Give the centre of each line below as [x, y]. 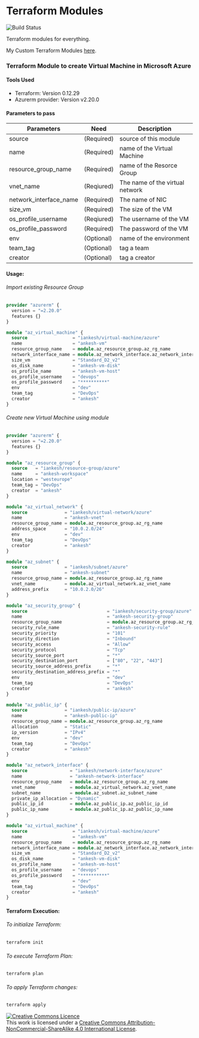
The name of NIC [143, 200]
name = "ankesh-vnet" [58, 518]
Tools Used [20, 80]
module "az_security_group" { [44, 605]
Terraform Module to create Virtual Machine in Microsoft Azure [99, 65]
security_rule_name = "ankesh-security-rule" [91, 628]
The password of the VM [154, 229]
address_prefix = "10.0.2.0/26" [58, 589]
